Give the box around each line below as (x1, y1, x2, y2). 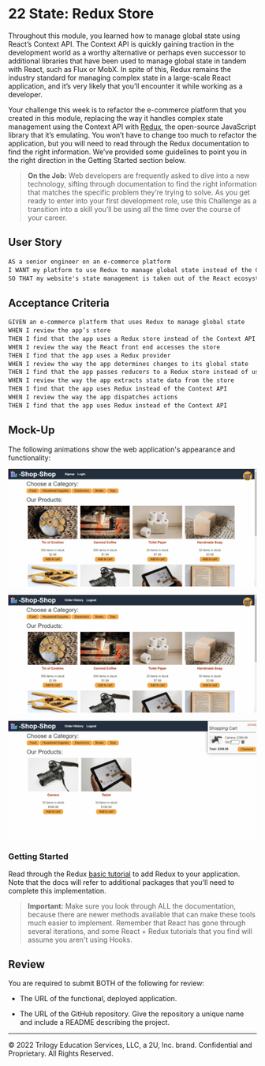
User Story (8, 236, 62, 249)
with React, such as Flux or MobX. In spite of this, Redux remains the (8, 64, 231, 74)
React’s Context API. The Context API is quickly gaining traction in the (8, 39, 234, 48)
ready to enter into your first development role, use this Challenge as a (27, 195, 257, 206)
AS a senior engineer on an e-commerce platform (8, 258, 171, 266)
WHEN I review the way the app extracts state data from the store (8, 376, 235, 384)
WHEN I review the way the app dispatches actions (8, 393, 178, 402)
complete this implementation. (8, 886, 106, 895)
